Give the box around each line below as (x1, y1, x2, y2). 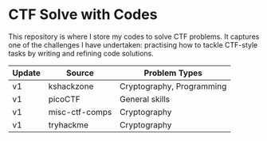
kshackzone (48, 81, 94, 92)
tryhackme (48, 119, 89, 130)
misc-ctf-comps (48, 106, 112, 117)
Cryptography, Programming (119, 81, 227, 92)
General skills (119, 93, 171, 105)
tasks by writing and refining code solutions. (8, 48, 154, 58)
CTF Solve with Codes (8, 6, 158, 24)
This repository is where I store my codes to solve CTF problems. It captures (8, 32, 260, 41)
